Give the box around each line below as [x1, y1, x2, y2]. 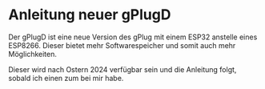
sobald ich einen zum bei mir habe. [8, 73, 124, 83]
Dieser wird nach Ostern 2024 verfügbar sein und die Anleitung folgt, [8, 64, 237, 74]
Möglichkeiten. [8, 49, 58, 59]
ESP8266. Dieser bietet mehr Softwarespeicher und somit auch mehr [8, 40, 236, 50]
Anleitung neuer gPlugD [8, 6, 171, 24]
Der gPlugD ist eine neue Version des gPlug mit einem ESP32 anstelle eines [8, 32, 258, 42]
